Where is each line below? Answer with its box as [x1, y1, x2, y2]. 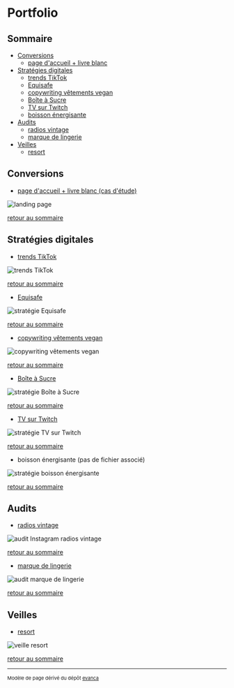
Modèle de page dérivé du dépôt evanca [7, 675, 99, 682]
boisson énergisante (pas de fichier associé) [17, 455, 146, 464]
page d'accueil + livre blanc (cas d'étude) [17, 186, 137, 195]
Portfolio [7, 5, 58, 21]
